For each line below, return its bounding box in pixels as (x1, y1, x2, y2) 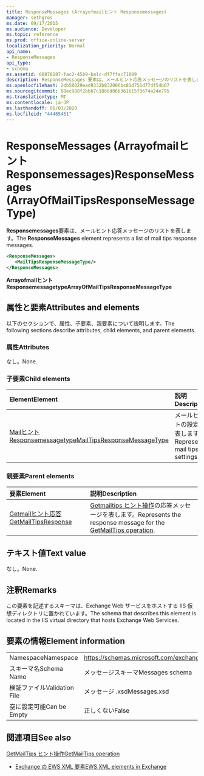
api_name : (6, 49, 32, 55)
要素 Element (9, 489, 46, 498)
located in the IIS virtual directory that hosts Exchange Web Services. (6, 617, 180, 624)
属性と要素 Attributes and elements (6, 302, 140, 313)
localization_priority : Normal (6, 43, 86, 49)
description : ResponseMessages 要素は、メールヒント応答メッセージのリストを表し (6, 77, 196, 83)
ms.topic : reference (6, 32, 59, 38)
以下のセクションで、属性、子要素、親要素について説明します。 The (6, 320, 175, 327)
